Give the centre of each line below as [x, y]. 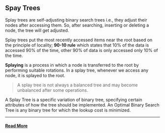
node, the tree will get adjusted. [37, 30]
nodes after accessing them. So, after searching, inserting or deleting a [77, 25]
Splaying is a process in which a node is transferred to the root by [72, 65]
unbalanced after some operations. [53, 90]
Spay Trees [23, 8]
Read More [16, 126]
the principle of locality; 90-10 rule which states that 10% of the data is [77, 45]
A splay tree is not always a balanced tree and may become [77, 85]
